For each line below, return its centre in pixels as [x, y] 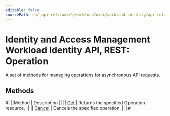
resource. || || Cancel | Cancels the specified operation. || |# [68, 108]
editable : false [22, 10]
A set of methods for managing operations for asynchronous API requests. [83, 75]
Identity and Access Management [78, 40]
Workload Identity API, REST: [68, 50]
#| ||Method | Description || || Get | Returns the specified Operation [75, 103]
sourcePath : [18, 15]
